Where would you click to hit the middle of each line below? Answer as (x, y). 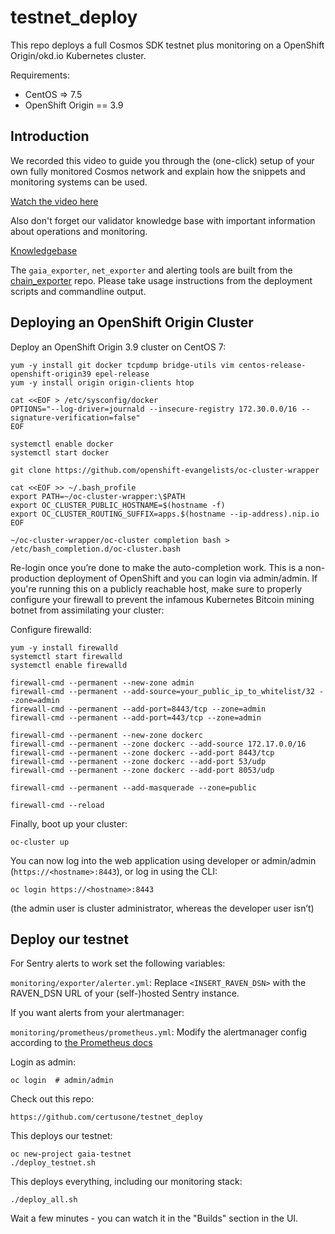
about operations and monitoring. (79, 231)
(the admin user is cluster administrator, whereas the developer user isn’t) (162, 908)
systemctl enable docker (62, 444)
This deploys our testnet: (61, 1136)
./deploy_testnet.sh (53, 1163)
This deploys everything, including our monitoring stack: (126, 1182)
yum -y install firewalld (64, 647)
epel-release (122, 374)
